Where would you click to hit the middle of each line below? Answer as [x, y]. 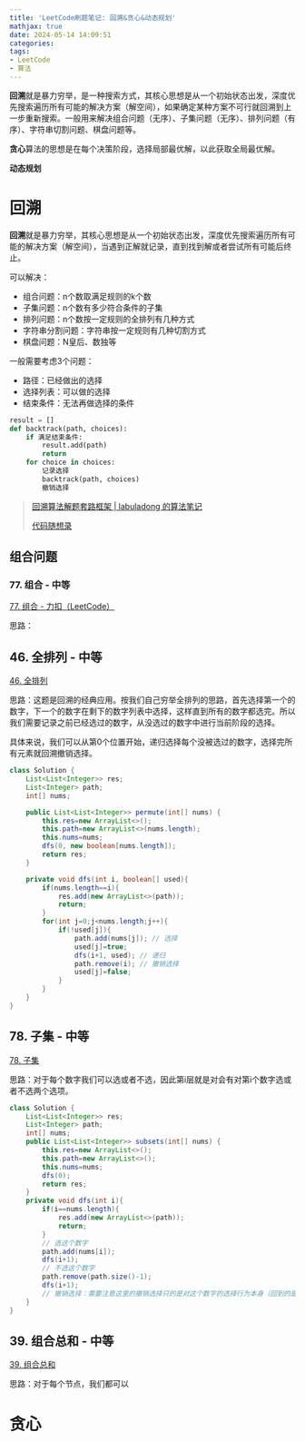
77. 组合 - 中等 [40, 585]
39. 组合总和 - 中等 [62, 1341]
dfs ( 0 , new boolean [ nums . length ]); [109, 846]
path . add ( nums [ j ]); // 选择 [126, 938]
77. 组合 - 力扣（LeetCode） [62, 607]
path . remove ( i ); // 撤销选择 [127, 963]
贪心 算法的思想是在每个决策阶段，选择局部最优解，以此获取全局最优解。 [144, 148]
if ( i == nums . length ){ [81, 1209]
